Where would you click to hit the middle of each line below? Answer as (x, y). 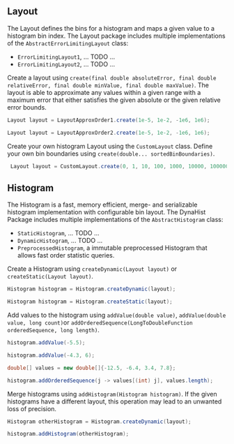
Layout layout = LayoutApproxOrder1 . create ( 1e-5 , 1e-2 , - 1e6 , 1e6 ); (109, 120)
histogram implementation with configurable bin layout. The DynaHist (107, 212)
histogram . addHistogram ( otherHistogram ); (68, 434)
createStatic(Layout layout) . (50, 276)
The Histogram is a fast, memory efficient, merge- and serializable (102, 205)
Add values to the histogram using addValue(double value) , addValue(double (117, 315)
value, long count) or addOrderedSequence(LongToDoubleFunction (100, 323)
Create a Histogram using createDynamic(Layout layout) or (92, 269)
